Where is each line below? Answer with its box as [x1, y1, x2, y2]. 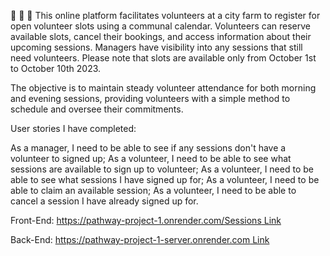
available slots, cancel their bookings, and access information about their [10, 31, 312, 42]
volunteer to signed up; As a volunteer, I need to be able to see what [10, 153, 292, 164]
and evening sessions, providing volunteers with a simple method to [10, 93, 291, 104]
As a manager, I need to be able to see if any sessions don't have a [10, 142, 287, 154]
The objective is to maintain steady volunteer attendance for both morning [10, 82, 317, 94]
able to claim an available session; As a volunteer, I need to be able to [10, 185, 297, 196]
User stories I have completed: [10, 123, 137, 134]
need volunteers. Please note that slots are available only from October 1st [10, 52, 317, 64]
